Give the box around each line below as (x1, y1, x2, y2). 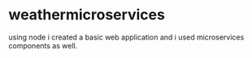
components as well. (8, 40, 78, 50)
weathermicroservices (8, 6, 165, 24)
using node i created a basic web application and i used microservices (8, 32, 245, 42)
